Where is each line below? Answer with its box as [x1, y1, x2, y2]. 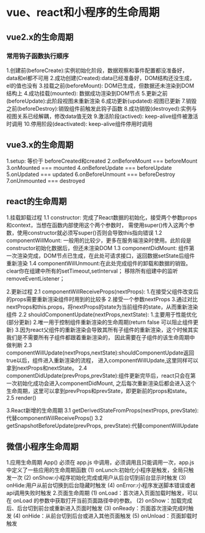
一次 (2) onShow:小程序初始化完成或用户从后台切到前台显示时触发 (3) [11, 474, 186, 482]
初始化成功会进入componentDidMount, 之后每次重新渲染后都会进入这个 [16, 380, 196, 387]
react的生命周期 [6, 196, 67, 207]
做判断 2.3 [6, 341, 32, 348]
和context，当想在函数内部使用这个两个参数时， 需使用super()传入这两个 [6, 221, 190, 229]
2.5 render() [6, 394, 37, 401]
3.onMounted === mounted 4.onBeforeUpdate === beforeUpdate [6, 164, 172, 171]
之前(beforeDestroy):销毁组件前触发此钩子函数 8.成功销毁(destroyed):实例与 [6, 105, 197, 112]
